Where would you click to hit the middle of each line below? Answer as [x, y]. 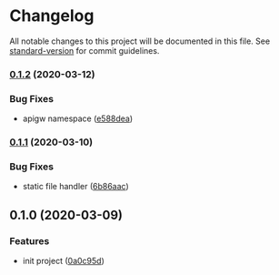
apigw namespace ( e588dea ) [78, 118]
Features [30, 240]
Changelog [52, 16]
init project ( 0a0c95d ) [63, 261]
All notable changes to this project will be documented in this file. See [140, 41]
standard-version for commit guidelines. [85, 50]
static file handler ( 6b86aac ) [75, 187]
